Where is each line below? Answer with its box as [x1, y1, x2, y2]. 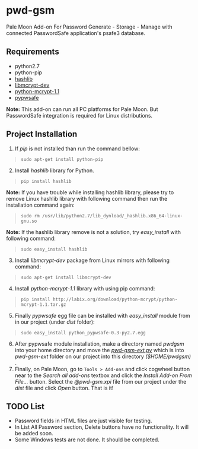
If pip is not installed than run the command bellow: [14, 145, 140, 152]
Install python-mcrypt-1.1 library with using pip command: [14, 284, 155, 292]
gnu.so [20, 218, 37, 224]
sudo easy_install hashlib [20, 246, 88, 252]
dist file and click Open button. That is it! [14, 384, 114, 391]
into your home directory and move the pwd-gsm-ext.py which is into [14, 346, 184, 353]
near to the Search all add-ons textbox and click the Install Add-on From [14, 372, 193, 379]
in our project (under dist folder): [14, 318, 95, 325]
